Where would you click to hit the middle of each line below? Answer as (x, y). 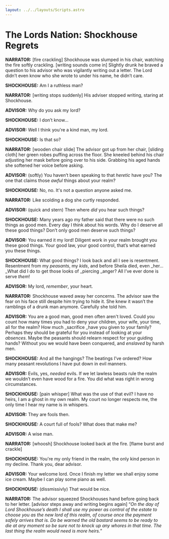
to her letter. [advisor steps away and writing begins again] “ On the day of (82, 504)
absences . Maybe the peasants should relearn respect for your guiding (79, 338)
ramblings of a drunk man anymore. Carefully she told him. (66, 307)
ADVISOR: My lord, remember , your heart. (49, 286)
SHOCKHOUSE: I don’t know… (37, 120)
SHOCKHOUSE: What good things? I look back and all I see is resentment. (82, 260)
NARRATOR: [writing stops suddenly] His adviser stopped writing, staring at (84, 95)
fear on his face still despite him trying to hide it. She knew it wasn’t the (79, 301)
